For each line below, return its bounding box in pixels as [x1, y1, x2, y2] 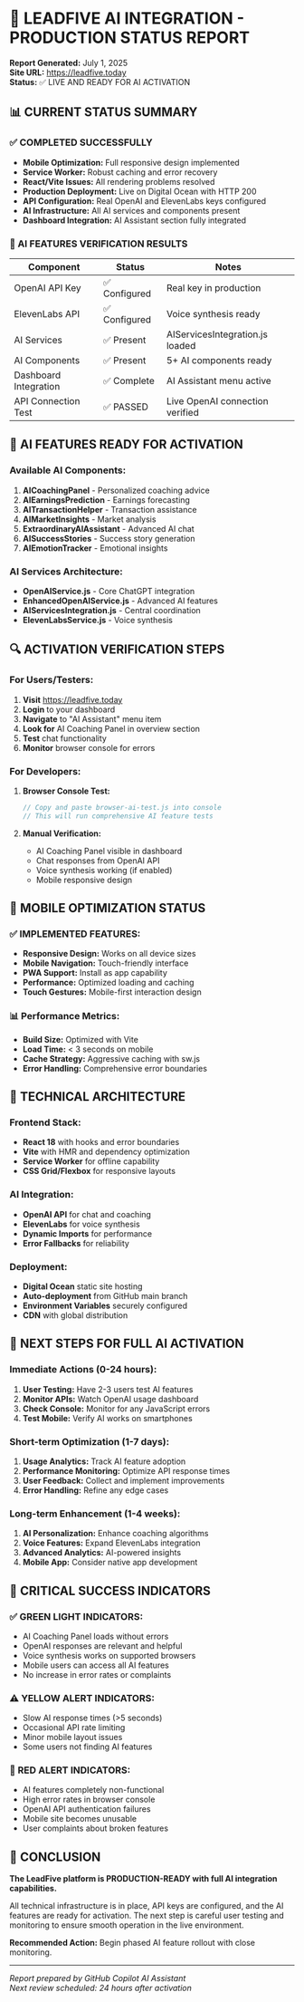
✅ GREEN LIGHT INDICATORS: [9, 1610, 143, 1622]
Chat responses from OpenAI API [35, 855, 160, 866]
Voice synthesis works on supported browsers [22, 1650, 196, 1660]
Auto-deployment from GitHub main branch [22, 1290, 188, 1301]
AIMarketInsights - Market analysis [22, 514, 157, 525]
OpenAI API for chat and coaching [22, 1208, 152, 1219]
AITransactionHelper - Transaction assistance [22, 504, 197, 515]
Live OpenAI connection [166, 394, 269, 407]
